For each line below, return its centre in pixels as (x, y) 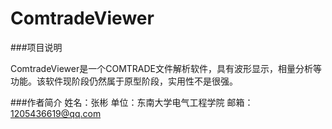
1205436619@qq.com (56, 113)
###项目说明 (36, 47)
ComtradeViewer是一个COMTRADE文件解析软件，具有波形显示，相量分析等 (166, 68)
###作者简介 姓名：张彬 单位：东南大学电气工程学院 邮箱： (132, 102)
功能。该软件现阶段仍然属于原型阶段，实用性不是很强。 (124, 81)
